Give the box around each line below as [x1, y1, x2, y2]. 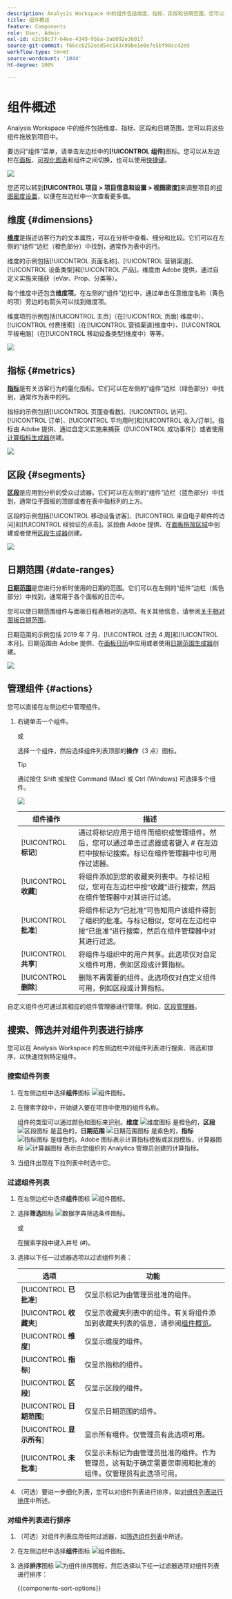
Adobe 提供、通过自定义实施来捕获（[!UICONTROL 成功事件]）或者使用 [20, 425, 224, 433]
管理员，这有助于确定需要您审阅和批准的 [84, 1459, 216, 1468]
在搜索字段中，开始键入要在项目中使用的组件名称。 [17, 1103, 163, 1111]
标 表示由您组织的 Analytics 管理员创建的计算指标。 [17, 1144, 203, 1152]
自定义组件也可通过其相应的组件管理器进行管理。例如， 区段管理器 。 [7, 1002, 201, 1010]
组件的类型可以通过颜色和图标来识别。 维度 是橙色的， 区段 [17, 1117, 215, 1126]
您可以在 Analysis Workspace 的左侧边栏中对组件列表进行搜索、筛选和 [7, 1044, 208, 1052]
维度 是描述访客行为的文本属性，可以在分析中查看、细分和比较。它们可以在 [7, 234, 219, 242]
